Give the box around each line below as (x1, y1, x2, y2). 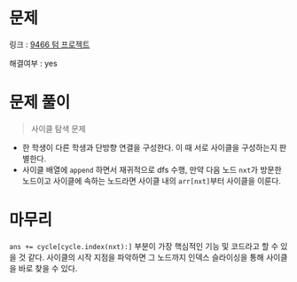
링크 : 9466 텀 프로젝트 (9, 39, 90, 50)
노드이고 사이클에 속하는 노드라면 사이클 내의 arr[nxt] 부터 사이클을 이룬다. (21, 175, 282, 186)
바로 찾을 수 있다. (18, 262, 78, 273)
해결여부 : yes (9, 58, 58, 68)
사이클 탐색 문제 (30, 123, 86, 134)
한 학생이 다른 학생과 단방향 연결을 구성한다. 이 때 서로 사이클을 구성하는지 (21, 142, 277, 153)
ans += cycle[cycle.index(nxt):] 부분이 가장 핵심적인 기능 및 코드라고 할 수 (9, 240, 279, 251)
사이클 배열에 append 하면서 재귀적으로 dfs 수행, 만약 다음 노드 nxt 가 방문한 (21, 164, 282, 175)
